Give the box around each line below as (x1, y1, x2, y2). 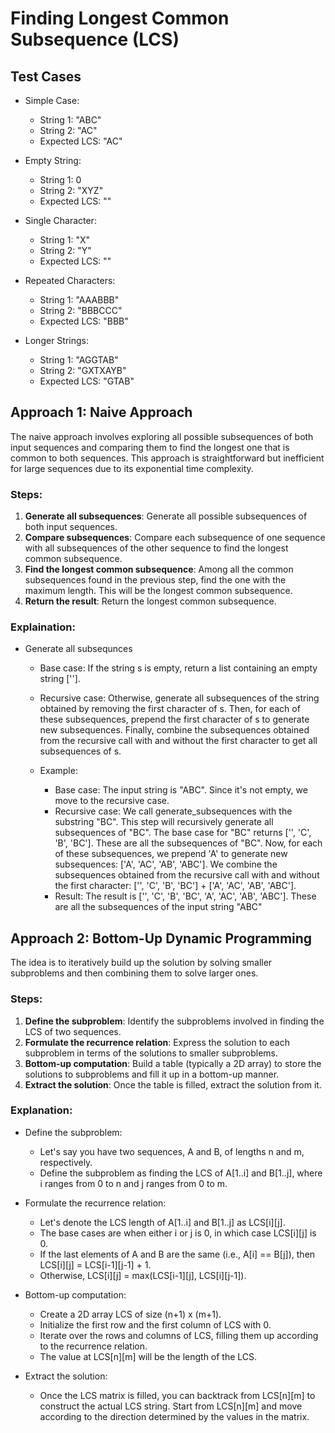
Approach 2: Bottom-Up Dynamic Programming (10, 930, 313, 947)
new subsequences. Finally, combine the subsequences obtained (39, 724, 310, 736)
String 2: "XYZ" (39, 185, 104, 196)
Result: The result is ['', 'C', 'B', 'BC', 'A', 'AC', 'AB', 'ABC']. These (54, 890, 317, 902)
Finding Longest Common (10, 7, 230, 30)
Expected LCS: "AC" (39, 135, 123, 147)
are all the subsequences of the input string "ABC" (54, 901, 263, 913)
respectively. (39, 1156, 93, 1168)
